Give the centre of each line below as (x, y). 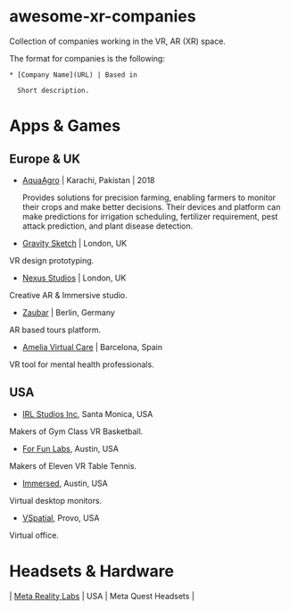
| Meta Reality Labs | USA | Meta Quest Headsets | (102, 596)
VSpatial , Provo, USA (61, 518)
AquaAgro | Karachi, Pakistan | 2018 (88, 180)
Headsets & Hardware (91, 571)
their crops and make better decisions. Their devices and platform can (151, 206)
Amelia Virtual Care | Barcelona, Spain (92, 347)
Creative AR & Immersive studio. (68, 295)
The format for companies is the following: (87, 58)
